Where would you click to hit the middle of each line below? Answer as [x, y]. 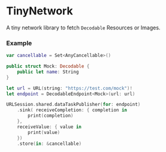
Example [19, 43]
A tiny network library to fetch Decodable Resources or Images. [83, 28]
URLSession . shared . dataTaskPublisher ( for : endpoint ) [73, 105]
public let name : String [48, 72]
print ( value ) [44, 132]
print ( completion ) [51, 116]
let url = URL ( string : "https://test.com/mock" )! [70, 88]
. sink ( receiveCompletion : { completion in [72, 110]
